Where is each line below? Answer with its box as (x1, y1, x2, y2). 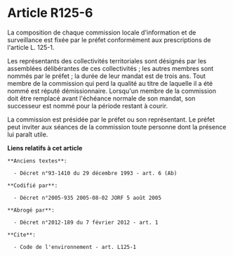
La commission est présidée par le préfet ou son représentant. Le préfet (7, 115, 215, 124)
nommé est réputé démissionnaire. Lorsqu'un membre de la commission (7, 87, 216, 95)
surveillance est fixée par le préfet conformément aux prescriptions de (7, 35, 211, 44)
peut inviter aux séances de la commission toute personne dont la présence (7, 122, 227, 131)
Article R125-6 (7, 5, 93, 21)
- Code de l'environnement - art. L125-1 (13, 243, 137, 250)
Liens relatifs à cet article (7, 143, 83, 152)
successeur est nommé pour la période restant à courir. (7, 101, 168, 110)
